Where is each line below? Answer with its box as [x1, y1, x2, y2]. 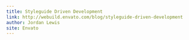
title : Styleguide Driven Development [6, 8, 103, 15]
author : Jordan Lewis [6, 19, 60, 25]
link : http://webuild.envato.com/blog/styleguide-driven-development [6, 14, 184, 20]
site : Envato [6, 25, 39, 31]
